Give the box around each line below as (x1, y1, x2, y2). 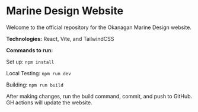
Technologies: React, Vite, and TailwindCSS (6, 35, 114, 42)
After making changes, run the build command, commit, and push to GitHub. (6, 92, 193, 100)
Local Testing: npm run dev (6, 69, 71, 76)
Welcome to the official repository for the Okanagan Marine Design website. (6, 24, 191, 31)
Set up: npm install (6, 58, 55, 65)
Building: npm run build (6, 81, 64, 88)
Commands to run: (6, 46, 53, 54)
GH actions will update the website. (6, 99, 93, 106)
